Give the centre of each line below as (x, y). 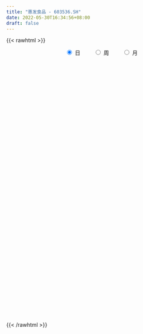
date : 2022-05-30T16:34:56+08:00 (48, 18)
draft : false (23, 23)
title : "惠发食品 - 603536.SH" (44, 12)
